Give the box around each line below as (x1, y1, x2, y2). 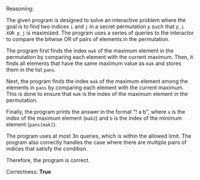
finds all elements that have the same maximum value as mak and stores (6, 60, 182, 67)
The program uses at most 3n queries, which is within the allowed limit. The (6, 132, 192, 139)
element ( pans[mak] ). (6, 121, 57, 128)
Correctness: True (6, 168, 52, 175)
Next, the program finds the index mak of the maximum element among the (6, 77, 189, 85)
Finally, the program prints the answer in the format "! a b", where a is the (6, 108, 186, 115)
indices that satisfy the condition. (6, 145, 88, 152)
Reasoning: (6, 5, 34, 12)
